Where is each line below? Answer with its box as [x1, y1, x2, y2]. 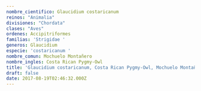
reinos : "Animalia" [6, 14, 55, 20]
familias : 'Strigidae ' [6, 37, 66, 43]
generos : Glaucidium [6, 43, 58, 48]
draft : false [6, 70, 39, 76]
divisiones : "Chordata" [6, 20, 66, 26]
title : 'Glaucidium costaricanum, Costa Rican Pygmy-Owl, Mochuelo [6, 64, 178, 71]
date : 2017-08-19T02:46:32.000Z [6, 75, 87, 81]
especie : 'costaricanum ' [6, 48, 71, 54]
